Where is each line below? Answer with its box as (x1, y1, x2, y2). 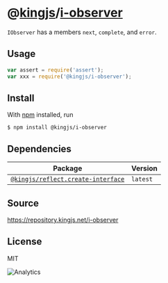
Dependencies (7, 143, 72, 154)
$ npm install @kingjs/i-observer (7, 124, 108, 131)
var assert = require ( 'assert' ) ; (7, 66, 104, 74)
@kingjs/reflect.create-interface (10, 175, 125, 184)
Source (7, 197, 40, 209)
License (7, 236, 42, 248)
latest (131, 175, 153, 184)
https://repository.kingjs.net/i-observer (7, 216, 119, 224)
